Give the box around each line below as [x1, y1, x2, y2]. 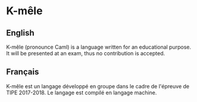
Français [6, 67, 39, 77]
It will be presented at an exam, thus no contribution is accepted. [6, 50, 165, 57]
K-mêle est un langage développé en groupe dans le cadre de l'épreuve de [6, 82, 189, 90]
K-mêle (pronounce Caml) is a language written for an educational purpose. [6, 43, 192, 50]
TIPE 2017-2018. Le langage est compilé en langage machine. [6, 89, 157, 96]
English [6, 28, 35, 38]
